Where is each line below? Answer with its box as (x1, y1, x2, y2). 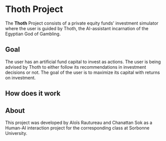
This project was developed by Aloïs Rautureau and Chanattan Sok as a (5, 119, 152, 125)
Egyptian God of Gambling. (5, 31, 61, 37)
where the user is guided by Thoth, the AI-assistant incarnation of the (5, 25, 148, 31)
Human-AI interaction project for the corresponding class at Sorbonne (5, 124, 150, 131)
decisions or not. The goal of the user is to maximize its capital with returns (5, 69, 160, 75)
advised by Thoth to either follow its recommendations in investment (5, 64, 146, 70)
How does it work (5, 89, 61, 98)
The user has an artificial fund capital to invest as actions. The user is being (5, 59, 161, 65)
